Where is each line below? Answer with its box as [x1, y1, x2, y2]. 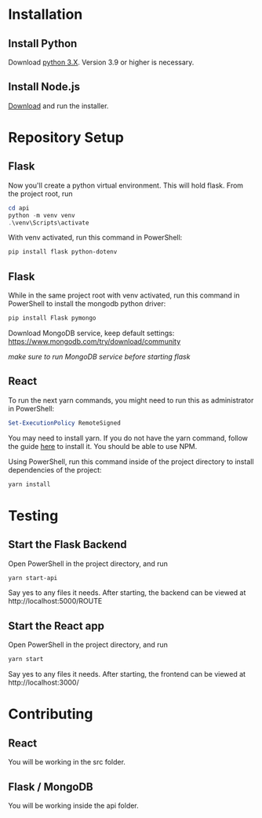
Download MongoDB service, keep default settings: [8, 328, 175, 338]
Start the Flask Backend [8, 538, 127, 551]
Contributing [8, 705, 93, 723]
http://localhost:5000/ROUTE [8, 597, 103, 606]
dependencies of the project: [8, 465, 102, 474]
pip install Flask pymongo [8, 314, 96, 323]
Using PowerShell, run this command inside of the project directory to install [8, 457, 254, 466]
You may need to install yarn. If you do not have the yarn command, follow [8, 433, 249, 443]
